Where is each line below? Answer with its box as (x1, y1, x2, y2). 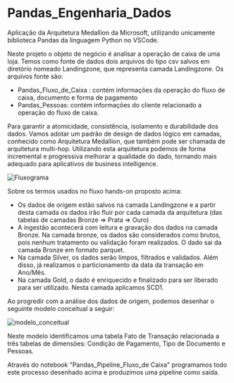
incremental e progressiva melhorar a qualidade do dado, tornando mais (7, 152, 217, 160)
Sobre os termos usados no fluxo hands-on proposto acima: (7, 187, 182, 195)
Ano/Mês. (17, 268, 47, 276)
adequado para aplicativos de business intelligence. (7, 159, 159, 167)
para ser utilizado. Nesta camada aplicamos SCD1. (17, 283, 164, 291)
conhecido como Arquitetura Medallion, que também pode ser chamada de (7, 136, 226, 146)
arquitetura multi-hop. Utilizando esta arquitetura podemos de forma (7, 144, 207, 153)
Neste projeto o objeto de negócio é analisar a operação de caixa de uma (7, 49, 221, 58)
